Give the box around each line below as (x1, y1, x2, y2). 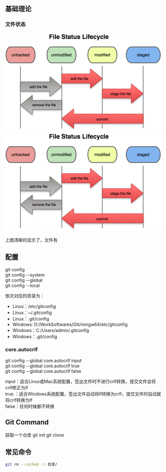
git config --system (5, 272, 45, 278)
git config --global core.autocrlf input (5, 357, 82, 363)
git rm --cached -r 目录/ (5, 462, 58, 467)
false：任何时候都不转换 (5, 403, 55, 409)
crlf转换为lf (9, 397, 32, 403)
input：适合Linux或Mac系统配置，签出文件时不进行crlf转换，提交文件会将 (5, 378, 156, 384)
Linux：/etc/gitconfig (12, 303, 56, 309)
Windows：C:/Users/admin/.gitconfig (12, 327, 89, 333)
